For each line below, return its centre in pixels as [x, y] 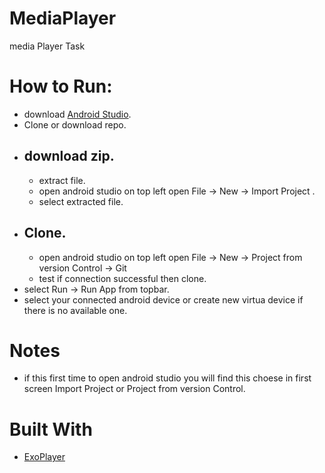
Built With [51, 429]
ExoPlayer [44, 457]
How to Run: [61, 86]
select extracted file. [81, 201]
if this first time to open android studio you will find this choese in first [167, 378]
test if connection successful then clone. [122, 278]
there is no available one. [75, 310]
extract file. [62, 180]
